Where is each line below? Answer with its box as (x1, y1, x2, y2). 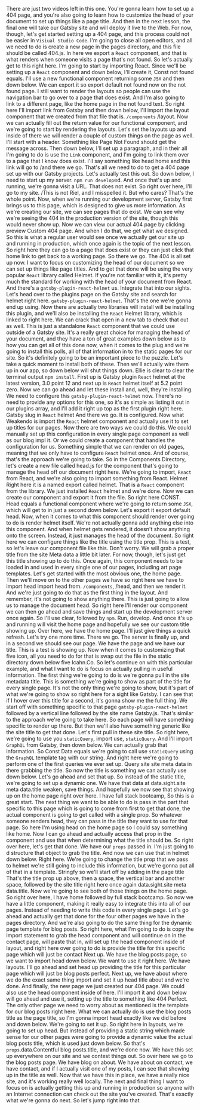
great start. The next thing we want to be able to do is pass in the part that (6, 799, 189, 805)
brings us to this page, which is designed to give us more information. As (6, 202, 186, 208)
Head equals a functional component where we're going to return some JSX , (6, 500, 193, 507)
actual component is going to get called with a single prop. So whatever (6, 811, 183, 818)
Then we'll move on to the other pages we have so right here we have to (6, 577, 184, 583)
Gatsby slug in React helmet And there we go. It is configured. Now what (6, 412, 184, 418)
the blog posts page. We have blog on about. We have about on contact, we (6, 1059, 193, 1066)
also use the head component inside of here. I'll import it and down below (6, 989, 187, 996)
